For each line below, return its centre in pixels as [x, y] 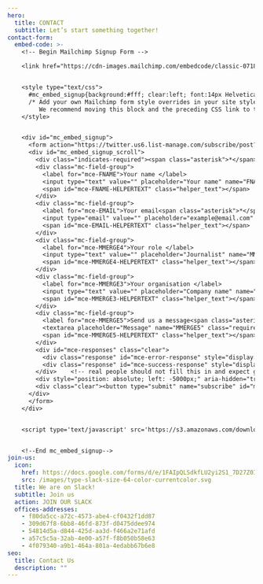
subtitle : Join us [45, 494]
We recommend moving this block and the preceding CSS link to [144, 109]
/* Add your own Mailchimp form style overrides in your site [132, 102]
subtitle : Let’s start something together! [86, 30]
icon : [24, 465]
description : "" [41, 567]
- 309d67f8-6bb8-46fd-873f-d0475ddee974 [88, 524]
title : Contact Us [45, 560]
